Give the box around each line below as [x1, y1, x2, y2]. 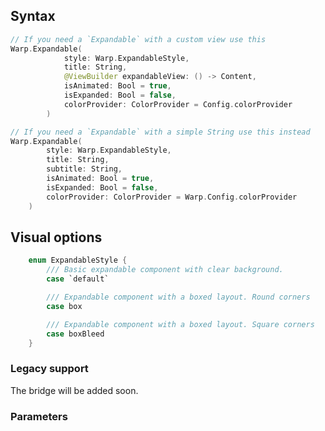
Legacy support [10, 362, 89, 376]
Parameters [10, 409, 68, 423]
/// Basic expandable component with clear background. [46, 265, 284, 275]
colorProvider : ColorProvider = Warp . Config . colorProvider [46, 192, 298, 202]
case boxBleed [46, 329, 105, 339]
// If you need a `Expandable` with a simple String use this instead [10, 127, 311, 137]
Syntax [10, 8, 56, 25]
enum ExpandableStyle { [28, 255, 128, 266]
